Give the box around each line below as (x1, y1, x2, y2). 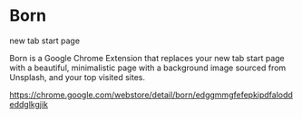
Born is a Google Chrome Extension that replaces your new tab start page (9, 52, 286, 63)
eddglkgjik (9, 98, 48, 109)
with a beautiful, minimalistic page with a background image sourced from (9, 62, 287, 73)
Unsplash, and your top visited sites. (9, 71, 145, 82)
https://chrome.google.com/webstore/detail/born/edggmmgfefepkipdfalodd (9, 89, 293, 100)
